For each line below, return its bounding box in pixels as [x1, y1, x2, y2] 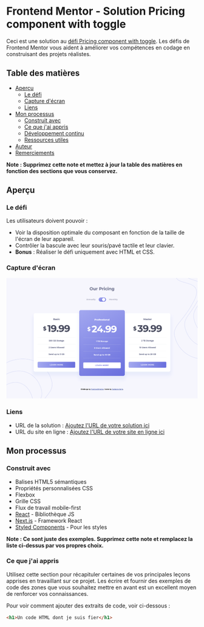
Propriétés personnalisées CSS [15, 484, 93, 492]
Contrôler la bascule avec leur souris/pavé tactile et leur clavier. [15, 242, 175, 249]
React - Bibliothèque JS [15, 511, 75, 518]
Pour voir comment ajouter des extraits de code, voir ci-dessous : [6, 602, 171, 609]
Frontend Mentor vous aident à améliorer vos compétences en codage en [6, 44, 190, 51]
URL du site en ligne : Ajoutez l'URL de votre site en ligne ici [15, 428, 165, 435]
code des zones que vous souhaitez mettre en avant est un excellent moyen [6, 584, 197, 591]
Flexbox [15, 491, 35, 498]
